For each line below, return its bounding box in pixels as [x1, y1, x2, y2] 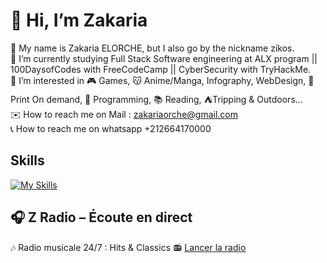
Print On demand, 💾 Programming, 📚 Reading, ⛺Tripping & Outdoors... [10, 93, 303, 105]
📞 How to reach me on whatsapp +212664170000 [10, 122, 212, 134]
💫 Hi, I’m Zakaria [10, 9, 148, 32]
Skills [10, 152, 45, 169]
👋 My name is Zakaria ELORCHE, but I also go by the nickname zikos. [10, 42, 295, 54]
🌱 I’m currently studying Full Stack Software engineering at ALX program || [10, 52, 318, 64]
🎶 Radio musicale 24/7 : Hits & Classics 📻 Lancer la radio [10, 241, 247, 253]
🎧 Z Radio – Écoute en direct [10, 209, 193, 226]
